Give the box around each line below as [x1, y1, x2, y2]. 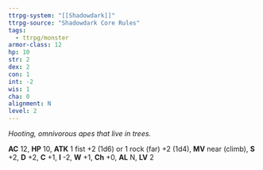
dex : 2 [8, 63, 30, 71]
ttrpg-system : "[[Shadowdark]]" [8, 11, 115, 20]
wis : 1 [8, 85, 30, 93]
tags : [8, 26, 26, 34]
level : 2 [8, 108, 37, 115]
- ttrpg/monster [15, 33, 69, 42]
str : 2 [8, 56, 30, 64]
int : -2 [8, 77, 34, 85]
